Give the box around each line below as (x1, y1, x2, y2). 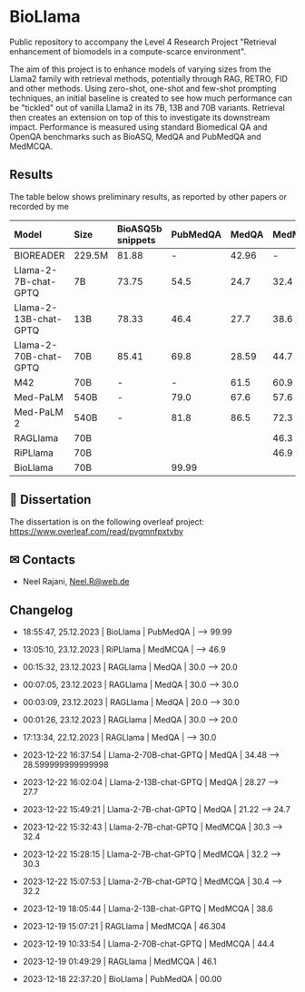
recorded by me (9, 201, 70, 211)
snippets (116, 233, 156, 246)
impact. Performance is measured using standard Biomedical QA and (9, 121, 268, 133)
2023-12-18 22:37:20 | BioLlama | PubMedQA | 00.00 (22, 974, 222, 985)
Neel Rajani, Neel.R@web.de (22, 576, 130, 587)
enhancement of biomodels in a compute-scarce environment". (9, 45, 247, 56)
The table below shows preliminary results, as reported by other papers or (9, 191, 288, 201)
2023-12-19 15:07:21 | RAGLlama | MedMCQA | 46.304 (22, 921, 227, 932)
